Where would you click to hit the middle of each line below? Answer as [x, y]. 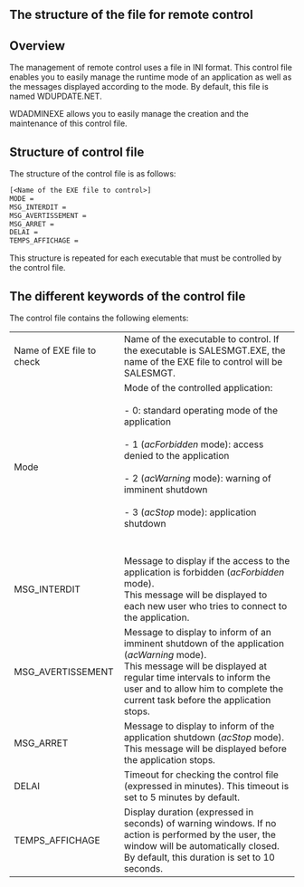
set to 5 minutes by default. [182, 797]
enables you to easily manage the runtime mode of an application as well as [151, 77]
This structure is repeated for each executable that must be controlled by [146, 258]
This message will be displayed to [195, 595]
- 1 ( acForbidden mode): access [194, 444]
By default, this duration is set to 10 [199, 857]
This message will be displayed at [195, 666]
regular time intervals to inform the [197, 677]
